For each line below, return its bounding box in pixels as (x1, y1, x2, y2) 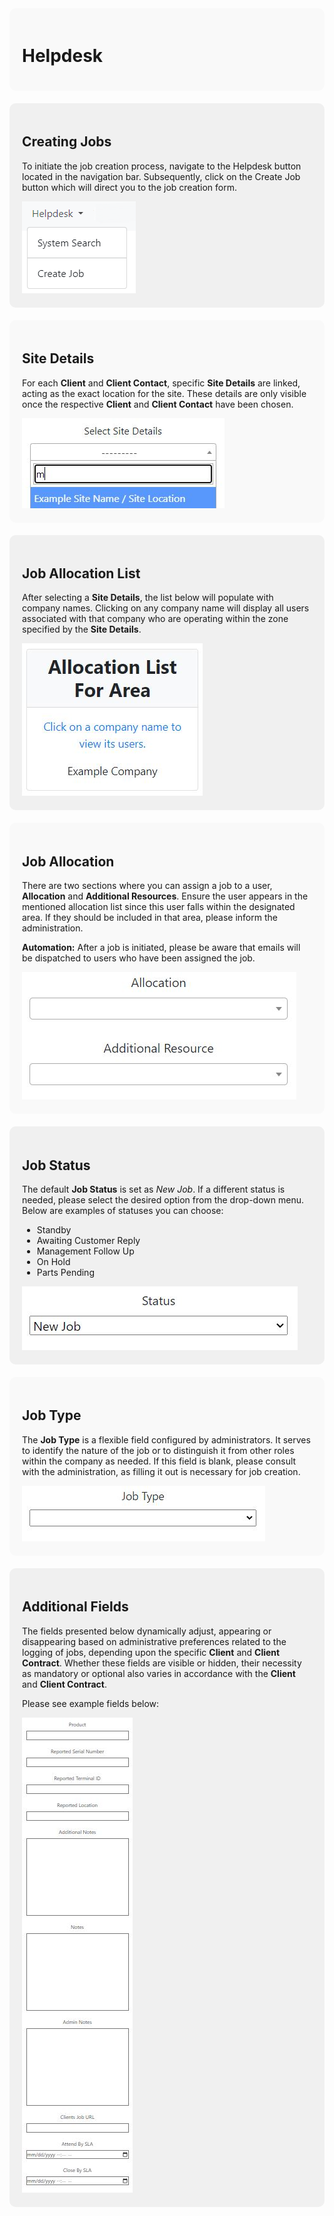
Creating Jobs (22, 133, 112, 151)
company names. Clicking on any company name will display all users (22, 602, 310, 614)
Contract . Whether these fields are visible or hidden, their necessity (22, 1657, 302, 1669)
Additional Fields (22, 1598, 129, 1616)
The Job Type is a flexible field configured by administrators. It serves (22, 1433, 311, 1446)
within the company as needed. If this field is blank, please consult (22, 1455, 297, 1467)
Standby (36, 1224, 72, 1236)
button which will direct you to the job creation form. (22, 181, 238, 193)
